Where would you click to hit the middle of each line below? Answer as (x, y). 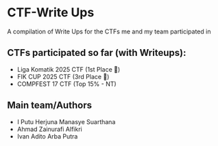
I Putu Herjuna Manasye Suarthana (66, 121)
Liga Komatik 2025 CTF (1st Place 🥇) (69, 69)
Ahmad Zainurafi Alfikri (49, 129)
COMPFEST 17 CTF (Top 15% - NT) (66, 84)
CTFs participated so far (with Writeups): (97, 53)
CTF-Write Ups (51, 13)
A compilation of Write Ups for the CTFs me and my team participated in (109, 31)
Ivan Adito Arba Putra (47, 136)
